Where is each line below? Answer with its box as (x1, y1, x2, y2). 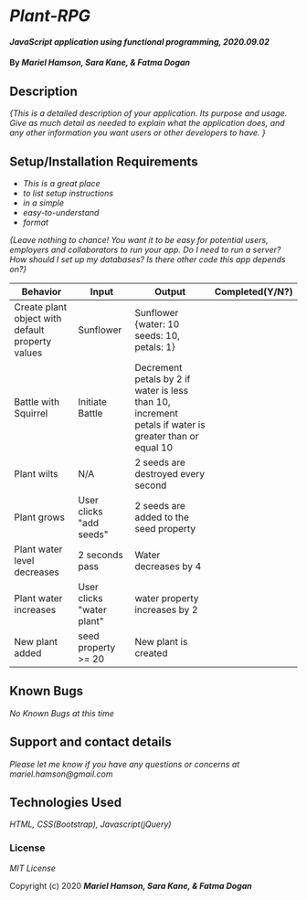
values (14, 346, 43, 359)
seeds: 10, (134, 330, 181, 342)
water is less (134, 385, 189, 397)
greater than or (134, 430, 199, 442)
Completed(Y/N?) (214, 285, 293, 298)
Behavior (21, 285, 62, 298)
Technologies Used (9, 795, 122, 810)
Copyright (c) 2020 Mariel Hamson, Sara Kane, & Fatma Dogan (9, 880, 253, 891)
